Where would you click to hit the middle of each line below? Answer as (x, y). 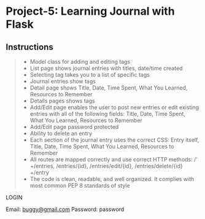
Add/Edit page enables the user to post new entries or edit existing (114, 107)
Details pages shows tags (63, 101)
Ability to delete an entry (61, 133)
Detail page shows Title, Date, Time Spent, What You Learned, (109, 88)
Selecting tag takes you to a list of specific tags (90, 75)
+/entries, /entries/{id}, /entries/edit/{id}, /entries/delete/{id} (106, 166)
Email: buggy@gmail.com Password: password (65, 209)
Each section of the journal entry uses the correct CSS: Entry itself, (114, 140)
